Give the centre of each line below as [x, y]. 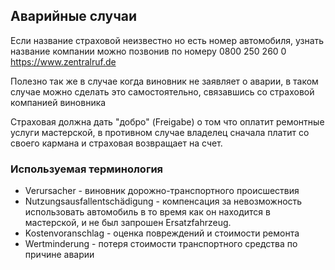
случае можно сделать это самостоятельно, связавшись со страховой [162, 91]
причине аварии [59, 255]
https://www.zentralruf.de [63, 61]
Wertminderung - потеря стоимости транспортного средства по [161, 244]
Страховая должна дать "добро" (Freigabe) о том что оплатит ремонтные [167, 121]
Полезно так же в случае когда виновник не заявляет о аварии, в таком [164, 81]
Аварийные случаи [74, 16]
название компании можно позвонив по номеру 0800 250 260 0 [148, 51]
